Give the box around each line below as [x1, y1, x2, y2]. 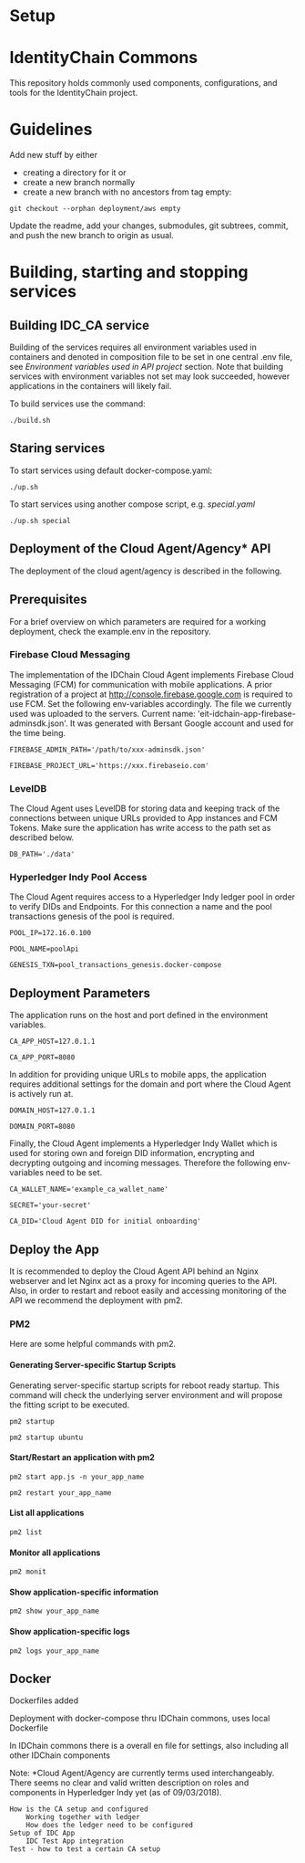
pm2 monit [9, 1567, 47, 1576]
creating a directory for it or [22, 167, 127, 178]
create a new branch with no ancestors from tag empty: [22, 186, 232, 197]
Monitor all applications [9, 1547, 101, 1558]
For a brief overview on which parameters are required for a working [9, 616, 267, 626]
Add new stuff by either [9, 150, 98, 161]
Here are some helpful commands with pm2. [9, 1339, 177, 1350]
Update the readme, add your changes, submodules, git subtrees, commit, [9, 220, 289, 231]
